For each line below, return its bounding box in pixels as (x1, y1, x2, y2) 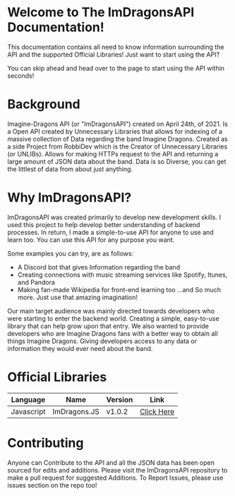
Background (7, 96, 80, 113)
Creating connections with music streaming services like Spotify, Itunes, (17, 270, 228, 279)
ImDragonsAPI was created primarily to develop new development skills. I (7, 213, 221, 221)
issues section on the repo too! (7, 480, 97, 489)
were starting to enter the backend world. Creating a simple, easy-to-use (7, 314, 220, 323)
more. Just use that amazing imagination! (17, 293, 138, 301)
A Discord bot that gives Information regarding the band (17, 263, 181, 271)
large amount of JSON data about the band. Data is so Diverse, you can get (7, 157, 227, 166)
